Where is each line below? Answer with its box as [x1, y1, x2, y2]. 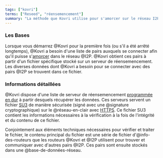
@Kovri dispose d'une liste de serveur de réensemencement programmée [5, 91, 153, 97]
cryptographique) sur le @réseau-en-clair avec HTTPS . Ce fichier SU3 [5, 107, 146, 113]
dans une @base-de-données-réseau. [5, 147, 82, 153]
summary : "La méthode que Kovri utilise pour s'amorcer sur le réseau [5, 16, 151, 21]
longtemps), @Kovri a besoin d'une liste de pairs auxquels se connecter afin [5, 48, 158, 54]
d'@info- [132, 131, 150, 138]
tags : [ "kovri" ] [5, 7, 38, 12]
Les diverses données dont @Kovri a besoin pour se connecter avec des [5, 63, 150, 69]
